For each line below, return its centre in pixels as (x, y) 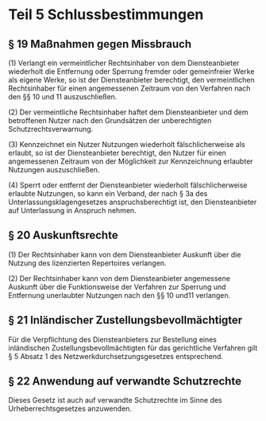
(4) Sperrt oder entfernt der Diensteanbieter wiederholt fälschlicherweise (128, 185)
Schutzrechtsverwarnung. (51, 129)
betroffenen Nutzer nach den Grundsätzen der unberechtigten (110, 120)
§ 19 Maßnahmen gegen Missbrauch (100, 44)
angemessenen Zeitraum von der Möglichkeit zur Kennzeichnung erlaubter (131, 161)
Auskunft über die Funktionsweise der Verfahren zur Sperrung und (117, 287)
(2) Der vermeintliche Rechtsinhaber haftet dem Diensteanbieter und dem (128, 112)
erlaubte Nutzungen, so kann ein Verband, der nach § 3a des (108, 193)
